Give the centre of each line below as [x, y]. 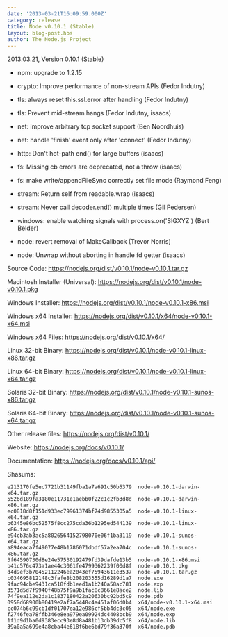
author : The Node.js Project [49, 40]
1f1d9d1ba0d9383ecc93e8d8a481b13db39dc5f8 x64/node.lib [91, 621]
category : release [34, 20]
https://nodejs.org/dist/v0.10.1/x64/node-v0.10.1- [143, 316]
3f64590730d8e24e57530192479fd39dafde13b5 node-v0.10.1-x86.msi [104, 560]
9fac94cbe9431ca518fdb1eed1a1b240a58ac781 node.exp [85, 584]
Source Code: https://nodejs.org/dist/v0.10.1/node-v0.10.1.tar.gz [98, 269]
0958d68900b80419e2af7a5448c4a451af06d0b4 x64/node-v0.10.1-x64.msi [110, 603]
